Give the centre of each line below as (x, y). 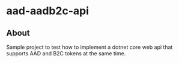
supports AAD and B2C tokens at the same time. (66, 53)
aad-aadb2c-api (47, 11)
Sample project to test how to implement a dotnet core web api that (89, 47)
